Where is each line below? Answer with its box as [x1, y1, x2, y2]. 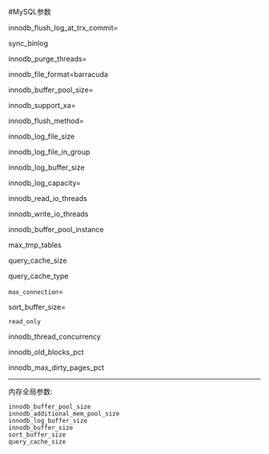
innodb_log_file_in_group [8, 147, 90, 156]
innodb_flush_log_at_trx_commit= [8, 23, 118, 32]
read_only [8, 318, 42, 326]
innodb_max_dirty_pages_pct [8, 363, 105, 372]
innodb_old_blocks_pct [8, 348, 84, 356]
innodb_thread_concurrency [8, 331, 102, 341]
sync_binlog [8, 38, 48, 48]
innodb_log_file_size [8, 131, 75, 141]
